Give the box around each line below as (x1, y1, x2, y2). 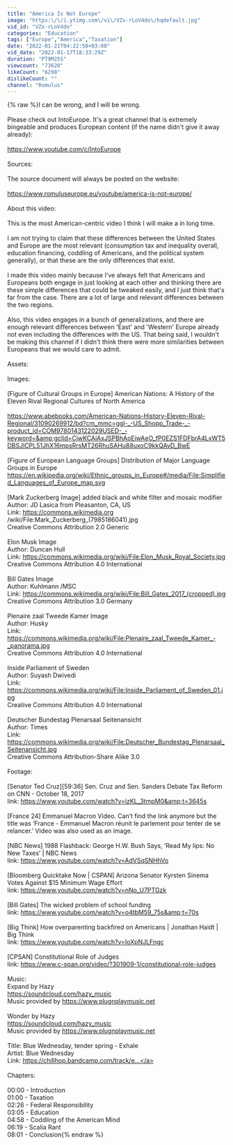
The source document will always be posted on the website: (7, 175, 179, 183)
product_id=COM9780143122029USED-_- (7, 427, 128, 435)
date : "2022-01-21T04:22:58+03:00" (7, 43, 111, 50)
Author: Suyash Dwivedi (7, 671, 77, 680)
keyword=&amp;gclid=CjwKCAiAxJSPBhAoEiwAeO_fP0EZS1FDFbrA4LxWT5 (7, 434, 226, 443)
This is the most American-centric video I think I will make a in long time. (7, 219, 216, 227)
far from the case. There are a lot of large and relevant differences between (7, 294, 224, 302)
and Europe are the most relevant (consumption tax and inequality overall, (7, 241, 219, 250)
